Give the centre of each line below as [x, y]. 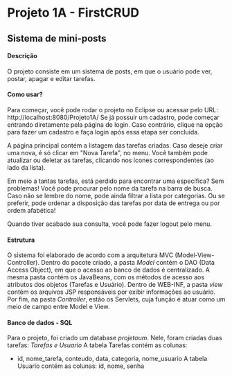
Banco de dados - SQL [40, 322]
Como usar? [25, 94]
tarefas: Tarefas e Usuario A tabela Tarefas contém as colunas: [97, 345]
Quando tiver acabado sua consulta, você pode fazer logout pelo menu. [110, 224]
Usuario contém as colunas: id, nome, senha [81, 366]
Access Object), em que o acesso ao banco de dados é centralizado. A [108, 270]
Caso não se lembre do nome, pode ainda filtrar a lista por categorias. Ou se [116, 195]
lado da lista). [27, 167]
